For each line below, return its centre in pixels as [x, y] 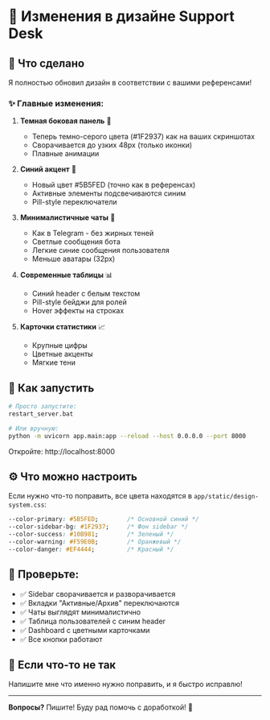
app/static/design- [227, 497]
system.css [27, 505]
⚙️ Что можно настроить [73, 477]
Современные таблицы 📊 [66, 275]
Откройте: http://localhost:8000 [61, 451]
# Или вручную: [34, 428]
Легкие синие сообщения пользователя [101, 250]
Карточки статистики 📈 [63, 327]
